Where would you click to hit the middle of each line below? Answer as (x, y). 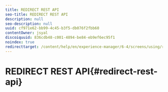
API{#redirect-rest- (116, 71)
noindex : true (20, 42)
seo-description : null (29, 24)
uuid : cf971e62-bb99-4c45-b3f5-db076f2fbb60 (52, 28)
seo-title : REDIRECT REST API (37, 14)
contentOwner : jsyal (27, 33)
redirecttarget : (22, 47)
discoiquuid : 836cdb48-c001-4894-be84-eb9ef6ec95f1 (60, 38)
